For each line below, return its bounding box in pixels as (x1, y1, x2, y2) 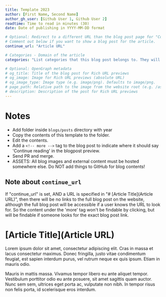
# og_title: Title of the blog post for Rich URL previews (5, 71, 129, 76)
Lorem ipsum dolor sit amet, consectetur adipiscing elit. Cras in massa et (5, 246, 154, 252)
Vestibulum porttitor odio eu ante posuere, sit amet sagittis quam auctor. (5, 276, 152, 282)
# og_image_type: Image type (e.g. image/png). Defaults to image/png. (5, 80, 156, 85)
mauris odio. (5, 261, 31, 267)
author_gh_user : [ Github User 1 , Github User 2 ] (5, 16, 107, 21)
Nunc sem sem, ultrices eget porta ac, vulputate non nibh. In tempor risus (5, 281, 156, 287)
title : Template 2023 (5, 7, 50, 12)
